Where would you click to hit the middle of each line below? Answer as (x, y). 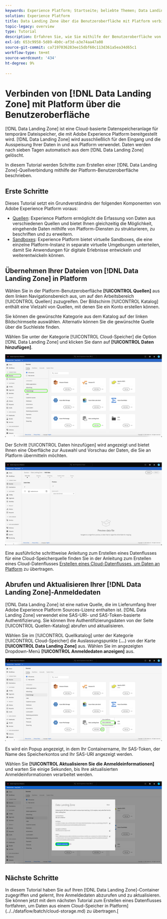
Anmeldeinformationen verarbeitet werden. (49, 774)
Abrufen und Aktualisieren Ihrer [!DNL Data (73, 584)
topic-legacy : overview (30, 26)
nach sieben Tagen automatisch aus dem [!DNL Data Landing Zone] (75, 150)
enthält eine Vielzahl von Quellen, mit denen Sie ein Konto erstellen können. (83, 306)
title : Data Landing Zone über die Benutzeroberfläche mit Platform (78, 21)
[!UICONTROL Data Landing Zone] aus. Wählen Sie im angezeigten (74, 646)
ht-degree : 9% (20, 63)
